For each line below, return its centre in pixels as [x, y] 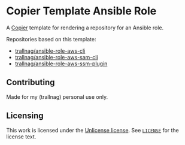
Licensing [25, 116]
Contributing [31, 82]
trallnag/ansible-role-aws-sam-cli [56, 57]
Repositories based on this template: [51, 39]
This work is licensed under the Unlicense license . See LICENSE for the [93, 130]
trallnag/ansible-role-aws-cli [50, 51]
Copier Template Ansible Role [81, 11]
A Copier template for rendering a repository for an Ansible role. [85, 28]
